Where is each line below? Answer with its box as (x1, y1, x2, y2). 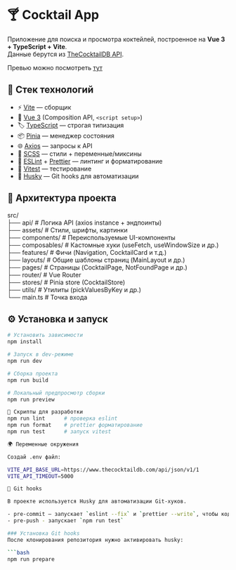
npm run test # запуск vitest (7, 428, 112, 435)
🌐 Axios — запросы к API (17, 141, 93, 150)
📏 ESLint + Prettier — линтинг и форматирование (17, 157, 163, 165)
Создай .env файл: (7, 453, 61, 460)
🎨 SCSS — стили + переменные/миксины (17, 150, 142, 158)
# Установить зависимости (7, 332, 83, 339)
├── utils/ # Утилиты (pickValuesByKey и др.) (7, 285, 142, 293)
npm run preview (7, 396, 55, 403)
